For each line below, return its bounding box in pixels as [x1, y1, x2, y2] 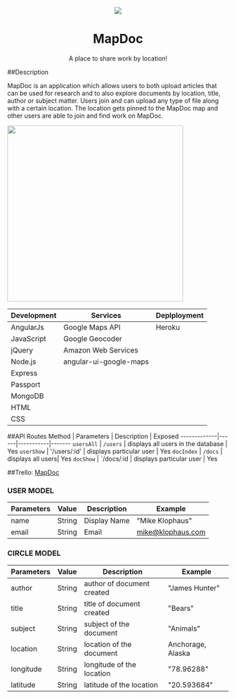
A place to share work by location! [68, 54, 168, 63]
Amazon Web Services [63, 345, 138, 355]
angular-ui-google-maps [63, 357, 150, 366]
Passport [11, 379, 41, 389]
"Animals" [168, 624, 201, 633]
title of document [84, 599, 140, 609]
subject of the [84, 619, 130, 629]
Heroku [155, 322, 181, 332]
